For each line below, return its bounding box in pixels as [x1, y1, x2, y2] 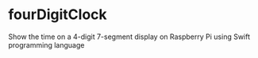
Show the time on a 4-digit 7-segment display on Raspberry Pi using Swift [8, 32, 251, 41]
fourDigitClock [8, 6, 107, 24]
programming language [8, 40, 85, 49]
